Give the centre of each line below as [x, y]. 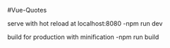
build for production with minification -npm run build [83, 37]
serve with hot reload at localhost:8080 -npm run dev [85, 23]
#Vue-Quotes [27, 10]
